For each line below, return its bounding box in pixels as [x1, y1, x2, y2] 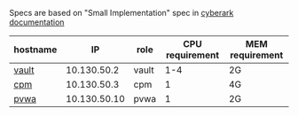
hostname [13, 43, 58, 56]
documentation [9, 17, 65, 27]
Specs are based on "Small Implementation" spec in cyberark [9, 8, 234, 18]
